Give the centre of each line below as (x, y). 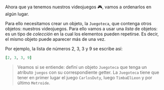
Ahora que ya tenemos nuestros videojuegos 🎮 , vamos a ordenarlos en (78, 7)
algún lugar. (17, 14)
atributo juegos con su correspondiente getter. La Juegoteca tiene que (88, 72)
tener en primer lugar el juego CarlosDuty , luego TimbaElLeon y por (85, 77)
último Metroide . (34, 83)
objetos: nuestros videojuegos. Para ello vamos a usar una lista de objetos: (82, 29)
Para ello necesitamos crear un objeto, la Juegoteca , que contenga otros (78, 23)
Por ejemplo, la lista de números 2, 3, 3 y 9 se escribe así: (64, 49)
